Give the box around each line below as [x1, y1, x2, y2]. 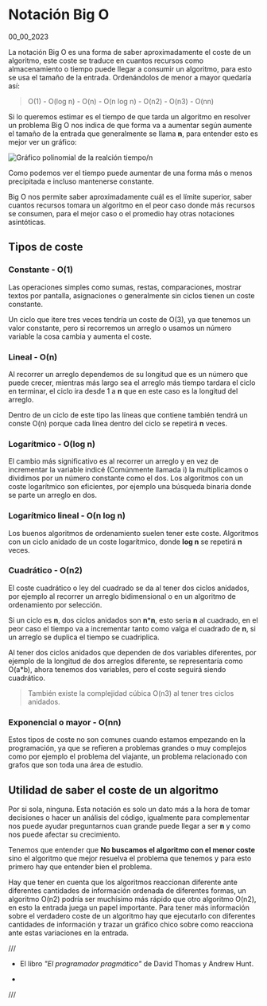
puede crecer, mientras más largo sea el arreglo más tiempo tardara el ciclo [8, 378, 256, 387]
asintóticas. [8, 217, 46, 227]
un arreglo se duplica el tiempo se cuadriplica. [8, 632, 161, 642]
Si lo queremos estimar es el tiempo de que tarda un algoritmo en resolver [8, 111, 251, 121]
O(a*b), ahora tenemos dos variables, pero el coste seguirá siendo [8, 664, 226, 674]
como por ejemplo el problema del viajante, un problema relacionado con [8, 752, 248, 761]
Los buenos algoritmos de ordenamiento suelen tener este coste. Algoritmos [8, 528, 259, 538]
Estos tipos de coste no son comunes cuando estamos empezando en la [8, 735, 246, 744]
